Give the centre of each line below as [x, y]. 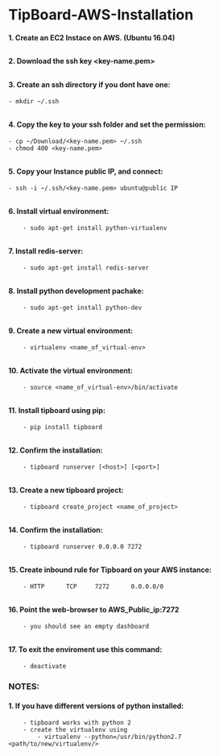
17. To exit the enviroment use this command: [85, 649]
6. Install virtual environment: [59, 211]
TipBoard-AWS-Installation [101, 15]
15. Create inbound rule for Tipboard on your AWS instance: [110, 570]
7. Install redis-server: [46, 251]
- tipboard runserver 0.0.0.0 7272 [83, 547]
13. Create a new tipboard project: [66, 490]
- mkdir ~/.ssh [34, 102]
